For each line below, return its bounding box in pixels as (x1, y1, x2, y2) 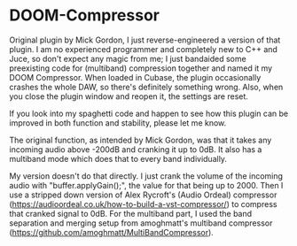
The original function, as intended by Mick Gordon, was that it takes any (9, 135, 272, 145)
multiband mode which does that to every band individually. (9, 153, 228, 164)
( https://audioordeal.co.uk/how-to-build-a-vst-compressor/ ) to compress (9, 198, 277, 209)
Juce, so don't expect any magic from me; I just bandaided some (9, 53, 246, 64)
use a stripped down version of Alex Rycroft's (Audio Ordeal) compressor (9, 189, 277, 200)
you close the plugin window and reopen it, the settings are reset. (9, 90, 248, 102)
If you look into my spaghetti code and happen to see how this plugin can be (9, 108, 289, 119)
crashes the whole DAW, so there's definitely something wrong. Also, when (9, 81, 284, 92)
